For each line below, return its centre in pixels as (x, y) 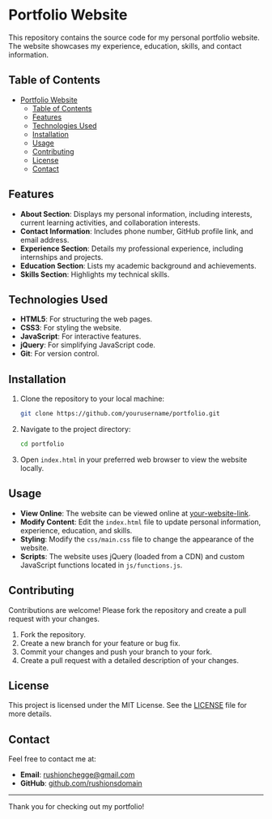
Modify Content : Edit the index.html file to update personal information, (140, 522)
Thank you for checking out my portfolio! (76, 807)
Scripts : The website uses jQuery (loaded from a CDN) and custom (132, 556)
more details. (30, 714)
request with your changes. (54, 619)
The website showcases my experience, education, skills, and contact (125, 45)
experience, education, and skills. (76, 530)
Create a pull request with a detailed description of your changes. (130, 660)
